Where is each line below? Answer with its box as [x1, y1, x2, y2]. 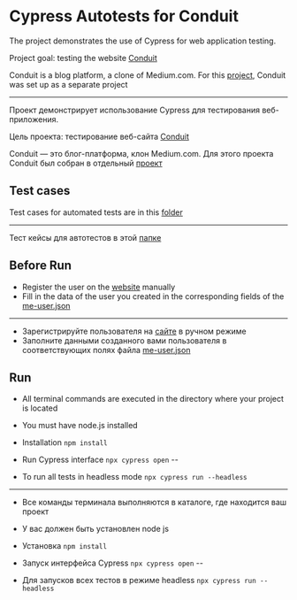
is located [21, 403, 58, 413]
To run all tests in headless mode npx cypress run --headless [21, 472, 247, 482]
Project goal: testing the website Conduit [9, 52, 157, 63]
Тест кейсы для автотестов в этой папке [9, 232, 162, 242]
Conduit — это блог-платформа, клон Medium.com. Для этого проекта [9, 148, 274, 158]
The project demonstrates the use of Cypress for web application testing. [9, 35, 277, 46]
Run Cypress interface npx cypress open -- [21, 454, 179, 465]
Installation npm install [21, 437, 108, 448]
